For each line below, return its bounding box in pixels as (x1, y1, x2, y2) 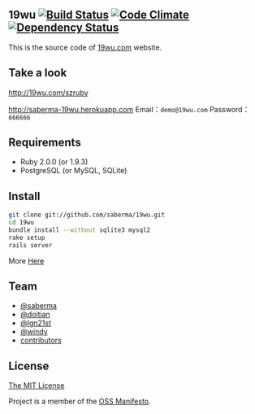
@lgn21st (19, 318, 51, 328)
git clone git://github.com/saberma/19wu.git (8, 211, 165, 220)
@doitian (19, 310, 50, 320)
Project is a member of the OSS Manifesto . (8, 396, 152, 407)
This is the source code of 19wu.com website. (8, 42, 162, 52)
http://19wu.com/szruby (8, 87, 89, 98)
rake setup (8, 233, 45, 242)
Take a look (8, 66, 67, 80)
